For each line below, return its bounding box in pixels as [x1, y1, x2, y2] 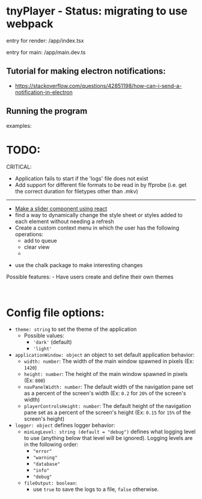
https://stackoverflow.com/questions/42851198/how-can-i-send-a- [14, 82, 182, 89]
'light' [32, 346, 52, 352]
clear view [23, 243, 50, 251]
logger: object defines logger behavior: [14, 422, 115, 429]
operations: [14, 230, 44, 237]
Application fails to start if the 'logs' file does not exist [14, 175, 148, 182]
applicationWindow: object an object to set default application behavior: [14, 351, 195, 359]
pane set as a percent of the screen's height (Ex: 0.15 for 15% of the [23, 409, 191, 416]
